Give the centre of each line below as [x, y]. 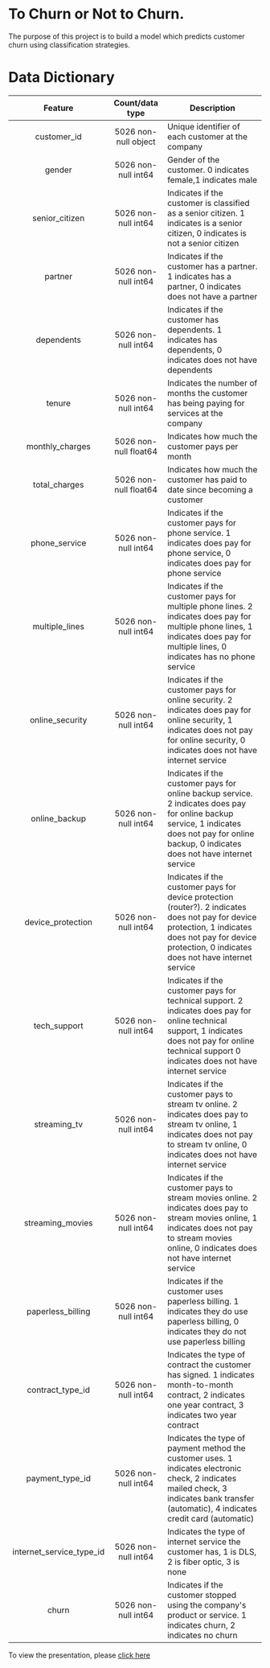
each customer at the [207, 136]
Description [212, 108]
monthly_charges [58, 446]
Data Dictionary [61, 78]
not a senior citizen [203, 243]
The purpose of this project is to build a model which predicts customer [127, 36]
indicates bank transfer [211, 1498]
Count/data [136, 103]
